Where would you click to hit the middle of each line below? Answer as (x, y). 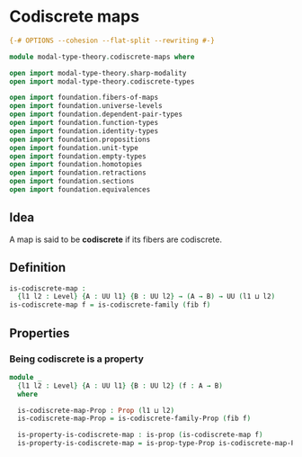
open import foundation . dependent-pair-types (96, 114)
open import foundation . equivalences (80, 190)
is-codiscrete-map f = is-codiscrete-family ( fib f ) (110, 305)
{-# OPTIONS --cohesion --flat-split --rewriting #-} (112, 40)
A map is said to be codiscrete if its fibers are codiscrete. (116, 239)
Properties (40, 333)
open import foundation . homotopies (76, 165)
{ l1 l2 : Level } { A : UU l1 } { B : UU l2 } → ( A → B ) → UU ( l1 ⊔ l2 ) (147, 297)
